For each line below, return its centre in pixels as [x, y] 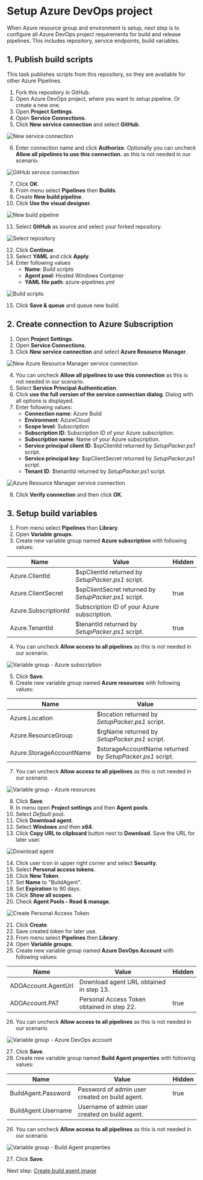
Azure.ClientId [30, 576]
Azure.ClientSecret [37, 594]
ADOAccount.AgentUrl [42, 986]
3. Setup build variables [52, 513]
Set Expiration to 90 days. [48, 889]
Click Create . [32, 925]
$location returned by [127, 714]
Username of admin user [113, 1107]
